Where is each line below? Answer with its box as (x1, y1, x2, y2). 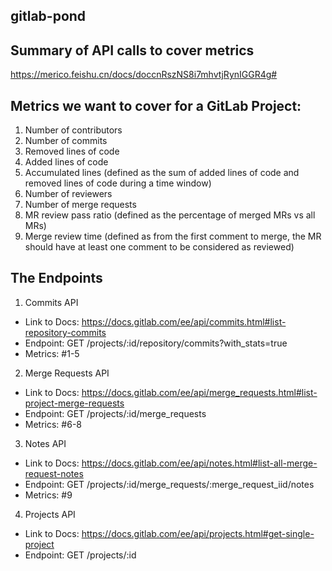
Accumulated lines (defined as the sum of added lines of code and (24, 167, 300, 179)
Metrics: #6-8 (24, 418, 82, 430)
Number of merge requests (24, 199, 137, 211)
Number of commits (24, 135, 108, 147)
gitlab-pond (10, 8, 87, 25)
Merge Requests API (24, 367, 110, 379)
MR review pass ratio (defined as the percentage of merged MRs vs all (24, 209, 316, 221)
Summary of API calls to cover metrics (10, 42, 255, 59)
